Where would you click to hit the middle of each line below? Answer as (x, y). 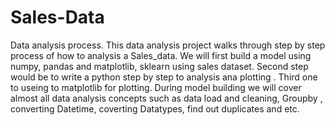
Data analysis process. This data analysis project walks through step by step (168, 45)
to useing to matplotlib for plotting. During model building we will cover (156, 87)
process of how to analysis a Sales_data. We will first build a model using (161, 55)
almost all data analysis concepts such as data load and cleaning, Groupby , (166, 98)
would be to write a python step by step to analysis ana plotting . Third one (164, 77)
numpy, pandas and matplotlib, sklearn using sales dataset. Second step (159, 66)
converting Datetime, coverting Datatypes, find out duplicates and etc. (155, 108)
